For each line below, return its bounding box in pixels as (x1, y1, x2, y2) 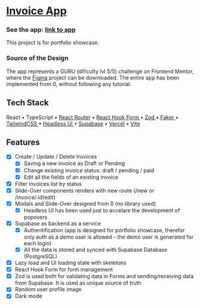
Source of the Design (6, 54, 69, 62)
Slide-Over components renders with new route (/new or (14, 187, 155, 194)
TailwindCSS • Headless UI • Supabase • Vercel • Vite (6, 120, 140, 127)
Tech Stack (6, 97, 49, 108)
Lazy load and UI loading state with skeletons (14, 259, 127, 267)
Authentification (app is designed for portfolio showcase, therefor (23, 226, 185, 234)
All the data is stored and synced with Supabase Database (23, 246, 168, 254)
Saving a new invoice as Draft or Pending (23, 160, 125, 167)
